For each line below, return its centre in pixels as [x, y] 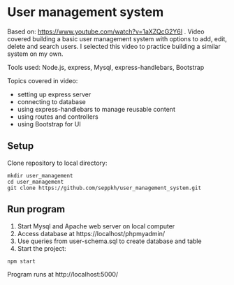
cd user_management [36, 182]
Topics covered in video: [43, 80]
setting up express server [54, 94]
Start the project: [42, 248]
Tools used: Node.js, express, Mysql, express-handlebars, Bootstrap [106, 67]
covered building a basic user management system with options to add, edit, [117, 38]
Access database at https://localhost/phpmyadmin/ [91, 233]
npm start [22, 261]
